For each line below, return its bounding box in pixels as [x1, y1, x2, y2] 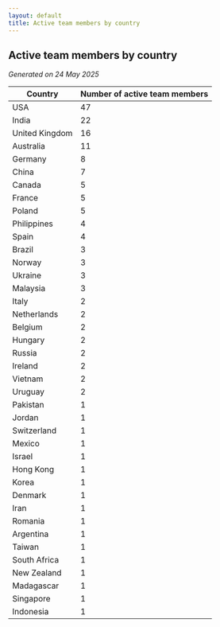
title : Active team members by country [8, 19, 141, 27]
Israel [12, 451, 33, 462]
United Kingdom [12, 128, 73, 139]
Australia [12, 141, 45, 152]
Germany [12, 154, 47, 165]
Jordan [12, 412, 39, 423]
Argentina [12, 528, 49, 539]
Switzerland [12, 425, 57, 436]
